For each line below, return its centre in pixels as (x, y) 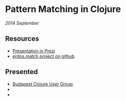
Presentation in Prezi (34, 50)
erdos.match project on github (43, 56)
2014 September (22, 23)
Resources (22, 39)
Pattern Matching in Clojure (63, 9)
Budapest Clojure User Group (43, 84)
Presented (22, 72)
